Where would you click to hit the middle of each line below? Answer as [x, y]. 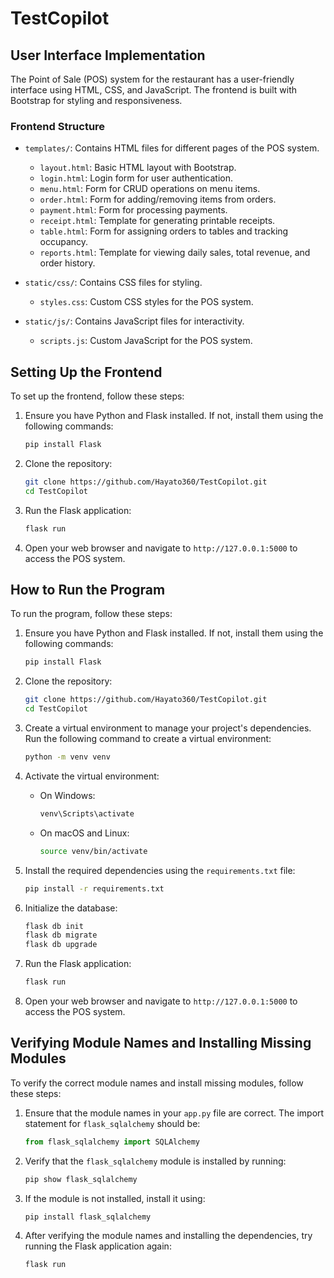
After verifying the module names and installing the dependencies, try [168, 1236]
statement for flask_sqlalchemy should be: [112, 1123]
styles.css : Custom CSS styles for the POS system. [146, 302]
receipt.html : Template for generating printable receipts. [157, 221]
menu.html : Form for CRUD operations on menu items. [150, 189]
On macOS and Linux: [84, 833]
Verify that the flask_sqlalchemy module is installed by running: [155, 1161]
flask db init [54, 926]
